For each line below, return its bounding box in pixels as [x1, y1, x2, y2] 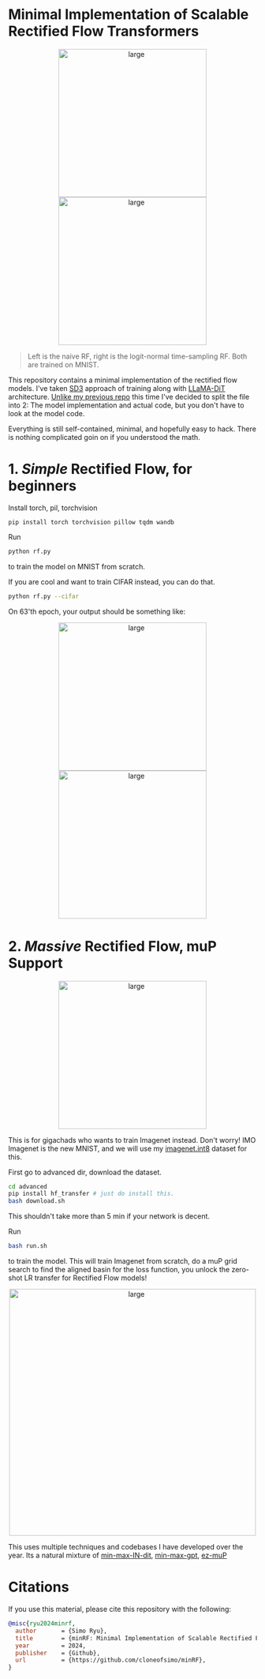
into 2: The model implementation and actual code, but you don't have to [8, 400, 244, 410]
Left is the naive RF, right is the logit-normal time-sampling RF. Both [27, 351, 248, 361]
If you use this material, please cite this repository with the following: [8, 1605, 231, 1613]
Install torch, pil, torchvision [8, 503, 98, 513]
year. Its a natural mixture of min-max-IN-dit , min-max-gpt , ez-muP [8, 1550, 227, 1561]
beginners [8, 477, 77, 495]
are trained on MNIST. [27, 359, 99, 369]
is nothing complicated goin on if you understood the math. [8, 432, 201, 441]
